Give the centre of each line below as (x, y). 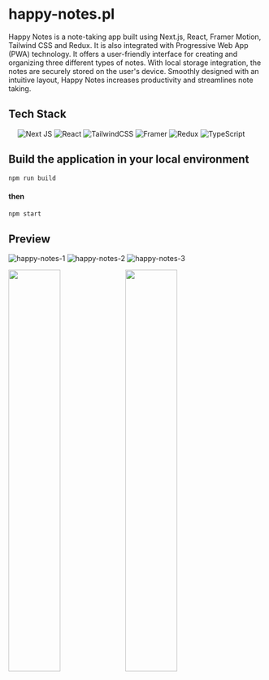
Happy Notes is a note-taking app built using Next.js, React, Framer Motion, (135, 37)
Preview (30, 239)
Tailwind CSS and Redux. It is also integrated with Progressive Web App (128, 45)
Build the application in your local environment (129, 159)
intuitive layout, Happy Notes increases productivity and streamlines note (131, 80)
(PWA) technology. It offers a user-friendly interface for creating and (123, 54)
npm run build (33, 178)
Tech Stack (37, 114)
